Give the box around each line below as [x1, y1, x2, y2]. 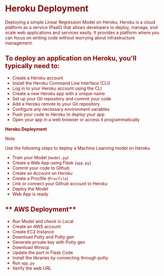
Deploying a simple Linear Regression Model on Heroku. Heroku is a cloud [5, 19, 156, 25]
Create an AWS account [12, 224, 61, 229]
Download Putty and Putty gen [12, 234, 75, 240]
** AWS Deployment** [5, 205, 76, 214]
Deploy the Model [12, 186, 49, 192]
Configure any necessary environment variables [12, 106, 109, 112]
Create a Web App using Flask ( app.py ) [12, 160, 91, 166]
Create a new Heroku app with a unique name [12, 90, 105, 96]
